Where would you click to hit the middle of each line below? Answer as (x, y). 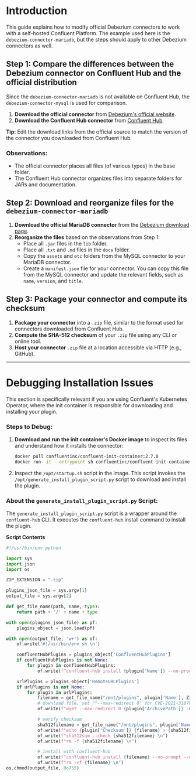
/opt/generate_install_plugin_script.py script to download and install (100, 479)
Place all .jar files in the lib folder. (65, 243)
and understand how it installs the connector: (69, 445)
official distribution (41, 82)
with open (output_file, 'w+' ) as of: (52, 639)
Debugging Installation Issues (80, 383)
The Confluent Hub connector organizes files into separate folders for (98, 178)
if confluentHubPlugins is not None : (62, 660)
